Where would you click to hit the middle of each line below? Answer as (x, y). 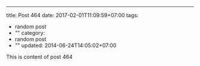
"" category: (30, 33)
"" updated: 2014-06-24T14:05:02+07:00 (65, 45)
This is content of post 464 (39, 57)
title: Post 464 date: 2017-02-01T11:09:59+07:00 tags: (72, 15)
